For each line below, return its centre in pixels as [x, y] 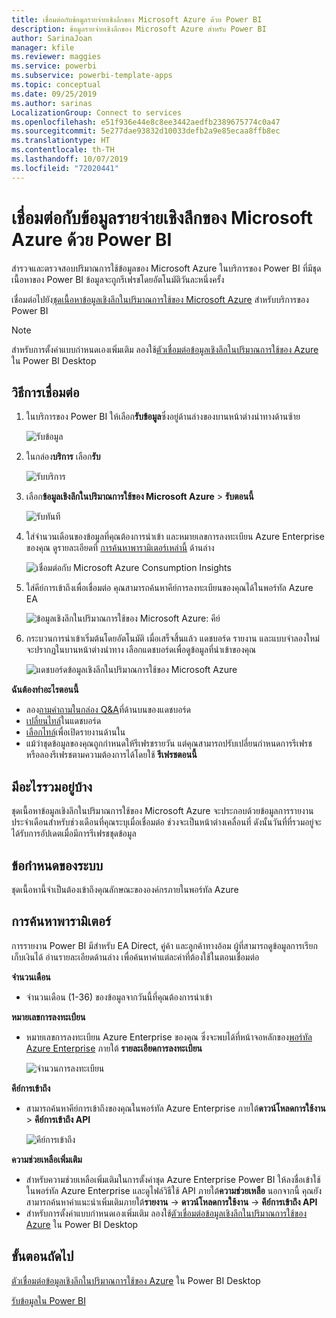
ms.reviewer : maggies [56, 57]
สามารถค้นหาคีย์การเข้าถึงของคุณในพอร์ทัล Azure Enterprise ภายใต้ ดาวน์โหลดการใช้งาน [175, 1108]
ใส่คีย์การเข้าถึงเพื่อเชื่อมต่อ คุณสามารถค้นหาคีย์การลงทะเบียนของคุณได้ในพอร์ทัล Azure [169, 588]
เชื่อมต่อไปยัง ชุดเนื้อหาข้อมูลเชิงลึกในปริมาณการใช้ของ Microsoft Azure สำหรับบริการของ [160, 299]
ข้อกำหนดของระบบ [57, 865]
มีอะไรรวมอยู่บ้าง [52, 786]
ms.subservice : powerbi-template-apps [92, 76]
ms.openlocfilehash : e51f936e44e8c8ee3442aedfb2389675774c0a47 [146, 122]
